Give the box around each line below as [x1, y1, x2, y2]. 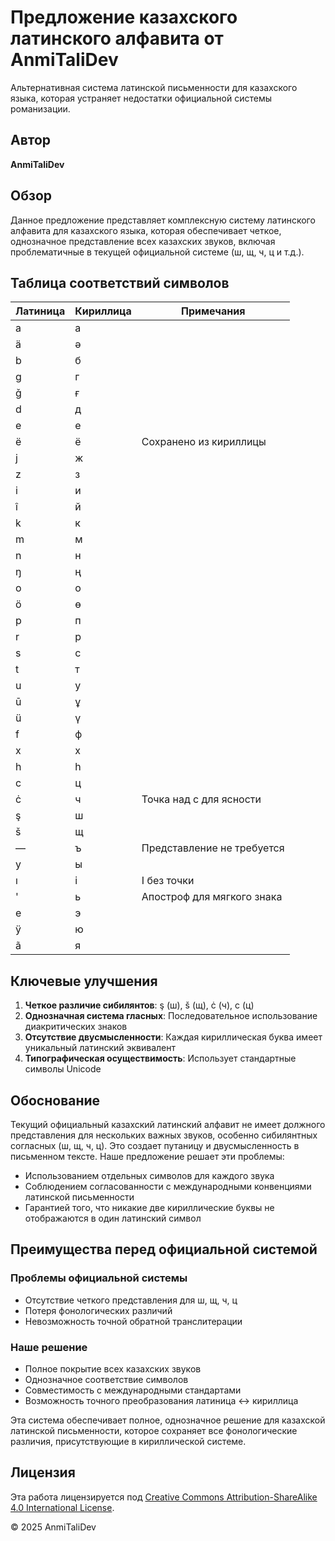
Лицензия [10, 1464, 76, 1481]
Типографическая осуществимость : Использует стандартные [24, 1052, 297, 1065]
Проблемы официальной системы [10, 1271, 188, 1285]
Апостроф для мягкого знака [141, 890, 283, 904]
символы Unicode [24, 1063, 102, 1075]
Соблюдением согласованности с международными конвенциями [24, 1181, 312, 1192]
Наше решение [10, 1340, 88, 1354]
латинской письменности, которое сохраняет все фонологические [10, 1424, 298, 1436]
